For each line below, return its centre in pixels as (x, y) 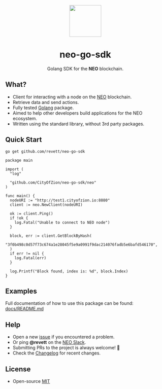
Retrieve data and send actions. (46, 102)
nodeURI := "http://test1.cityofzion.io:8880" (60, 200)
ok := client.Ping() (31, 214)
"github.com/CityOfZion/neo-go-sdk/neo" (53, 183)
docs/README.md (25, 309)
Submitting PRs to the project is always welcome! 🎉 (66, 348)
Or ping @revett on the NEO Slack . (49, 342)
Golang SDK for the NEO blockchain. (85, 68)
